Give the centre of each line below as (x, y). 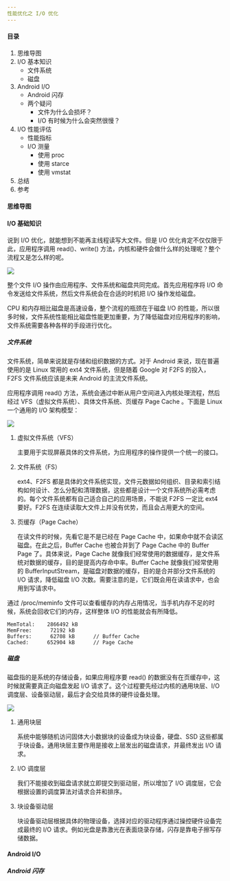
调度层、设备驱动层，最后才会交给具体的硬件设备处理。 (85, 694)
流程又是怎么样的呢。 (37, 257)
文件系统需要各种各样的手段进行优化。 (61, 325)
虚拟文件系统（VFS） (47, 437)
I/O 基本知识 (34, 61)
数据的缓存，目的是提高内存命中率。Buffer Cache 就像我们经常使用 (124, 562)
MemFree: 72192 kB (41, 630)
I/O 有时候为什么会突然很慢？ (79, 120)
